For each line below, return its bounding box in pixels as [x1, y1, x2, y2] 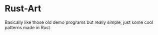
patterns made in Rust [4, 24, 50, 30]
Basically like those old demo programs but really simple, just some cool [4, 19, 153, 25]
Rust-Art [4, 3, 41, 14]
